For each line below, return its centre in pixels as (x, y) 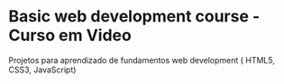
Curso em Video (70, 35)
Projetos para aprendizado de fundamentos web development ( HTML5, (142, 60)
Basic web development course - (134, 17)
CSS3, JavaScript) (42, 70)
